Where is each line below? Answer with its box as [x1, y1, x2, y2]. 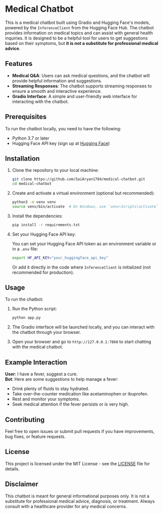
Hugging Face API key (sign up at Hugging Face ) [12, 140, 110, 146]
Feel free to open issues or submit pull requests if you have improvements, [5, 428, 155, 434]
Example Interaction [5, 358, 67, 367]
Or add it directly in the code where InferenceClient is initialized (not [12, 264, 151, 270]
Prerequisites [5, 113, 47, 121]
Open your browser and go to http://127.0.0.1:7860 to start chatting [12, 339, 151, 345]
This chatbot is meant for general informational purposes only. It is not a [5, 493, 150, 499]
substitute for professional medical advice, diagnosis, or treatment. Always [5, 498, 155, 504]
